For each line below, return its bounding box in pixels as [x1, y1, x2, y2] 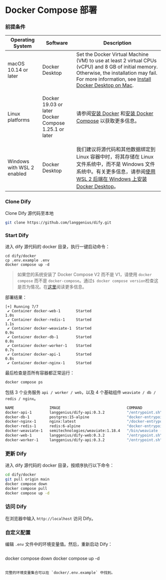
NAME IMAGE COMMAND [5, 405, 142, 410]
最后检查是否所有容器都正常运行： [5, 370, 75, 376]
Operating [10, 37, 35, 44]
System [13, 43, 32, 49]
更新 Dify [5, 450, 27, 457]
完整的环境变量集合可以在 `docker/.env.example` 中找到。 [5, 570, 115, 576]
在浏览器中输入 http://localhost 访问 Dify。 [5, 515, 96, 521]
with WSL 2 [7, 164, 35, 171]
